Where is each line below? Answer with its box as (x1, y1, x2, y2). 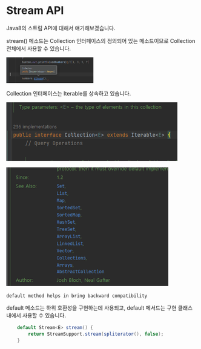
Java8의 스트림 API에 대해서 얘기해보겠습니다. (6, 24, 116, 31)
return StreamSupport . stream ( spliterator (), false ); (28, 331, 164, 337)
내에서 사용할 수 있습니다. (6, 311, 67, 319)
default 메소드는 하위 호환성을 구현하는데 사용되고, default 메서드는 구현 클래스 (6, 304, 193, 311)
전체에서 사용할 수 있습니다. (6, 45, 71, 52)
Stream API (6, 4, 64, 18)
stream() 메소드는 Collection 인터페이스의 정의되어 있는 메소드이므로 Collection (6, 37, 196, 44)
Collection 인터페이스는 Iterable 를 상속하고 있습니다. (6, 90, 131, 97)
